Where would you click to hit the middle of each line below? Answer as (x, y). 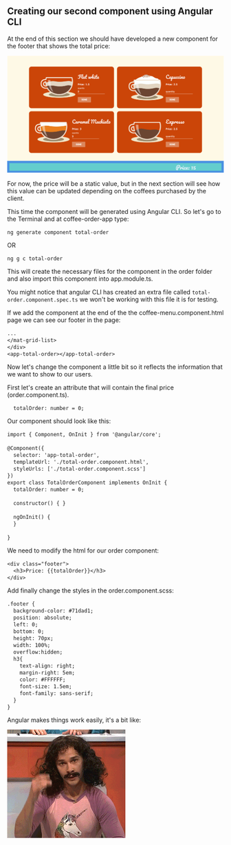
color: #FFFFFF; (43, 680)
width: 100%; (32, 645)
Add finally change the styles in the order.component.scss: (90, 590)
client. (16, 198)
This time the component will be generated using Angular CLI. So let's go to (114, 211)
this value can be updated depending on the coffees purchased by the (107, 191)
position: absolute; (43, 618)
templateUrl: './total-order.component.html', (81, 462)
